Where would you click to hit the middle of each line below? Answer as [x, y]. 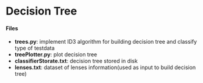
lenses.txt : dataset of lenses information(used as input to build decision [105, 67]
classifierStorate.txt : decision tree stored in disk [76, 61]
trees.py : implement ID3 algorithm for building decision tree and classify [106, 42]
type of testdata [35, 48]
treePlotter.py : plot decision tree [56, 55]
